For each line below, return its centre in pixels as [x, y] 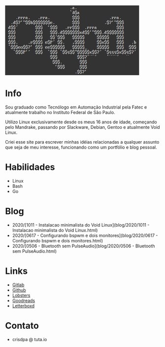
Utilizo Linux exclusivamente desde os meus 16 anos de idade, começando [81, 122]
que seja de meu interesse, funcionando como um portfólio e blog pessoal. [81, 147]
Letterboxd [23, 306]
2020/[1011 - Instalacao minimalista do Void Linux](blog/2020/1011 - [81, 225]
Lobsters [21, 295]
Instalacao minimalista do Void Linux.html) [55, 230]
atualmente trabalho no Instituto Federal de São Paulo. [60, 112]
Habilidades [30, 167]
